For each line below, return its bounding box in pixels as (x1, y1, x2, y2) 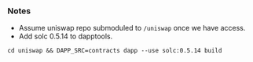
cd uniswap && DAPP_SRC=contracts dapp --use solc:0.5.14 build (7, 47, 222, 55)
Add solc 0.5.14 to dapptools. (18, 31, 113, 41)
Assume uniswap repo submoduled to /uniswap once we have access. (18, 24, 246, 33)
